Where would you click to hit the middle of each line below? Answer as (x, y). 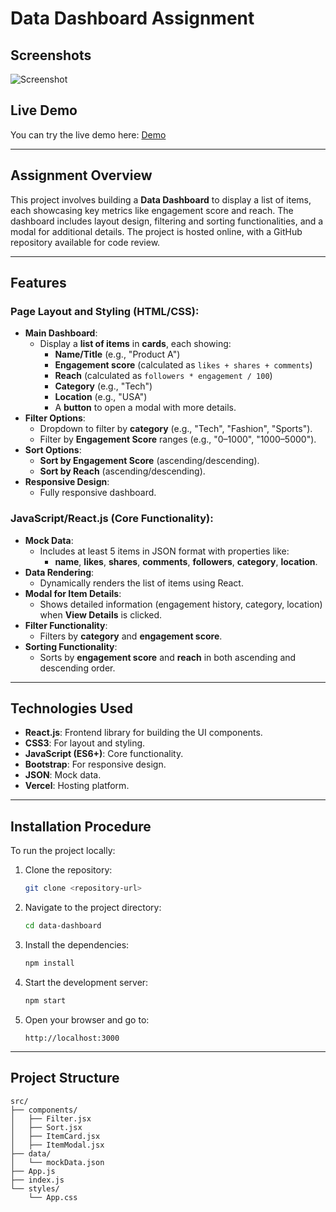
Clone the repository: (68, 870)
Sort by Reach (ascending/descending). (122, 471)
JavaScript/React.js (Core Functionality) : (112, 519)
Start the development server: (86, 982)
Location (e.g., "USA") (101, 397)
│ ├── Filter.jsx (51, 1118)
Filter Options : (55, 418)
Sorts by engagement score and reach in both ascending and (168, 657)
